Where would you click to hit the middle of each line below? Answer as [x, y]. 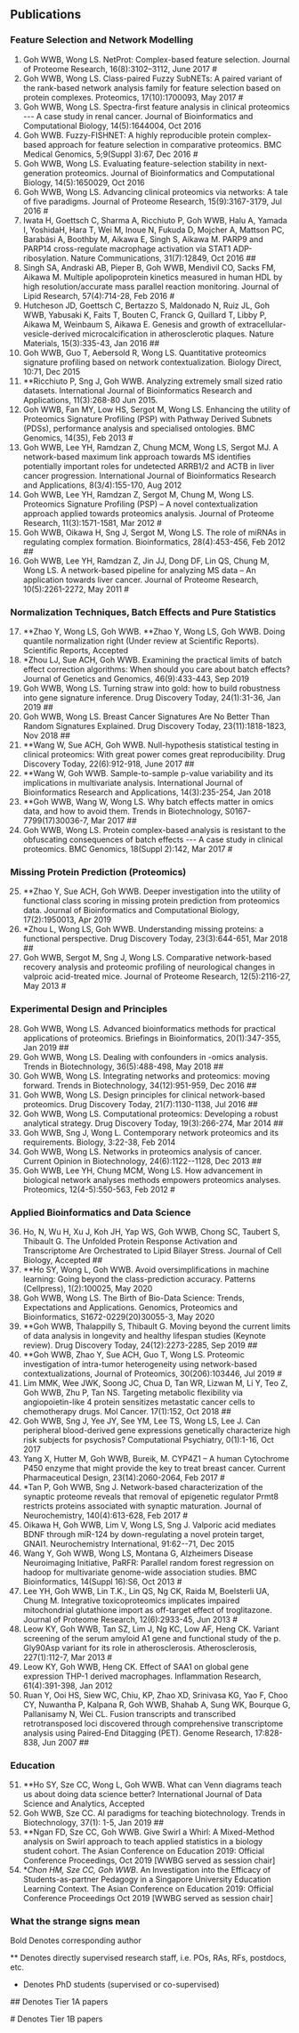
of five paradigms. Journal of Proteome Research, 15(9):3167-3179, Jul [153, 201]
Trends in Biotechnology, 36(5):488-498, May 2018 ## [123, 1066]
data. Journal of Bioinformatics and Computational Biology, [131, 911]
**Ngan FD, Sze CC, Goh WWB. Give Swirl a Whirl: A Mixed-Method [149, 1832]
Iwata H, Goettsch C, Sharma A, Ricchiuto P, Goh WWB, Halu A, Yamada [155, 220]
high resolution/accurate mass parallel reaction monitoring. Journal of [151, 286]
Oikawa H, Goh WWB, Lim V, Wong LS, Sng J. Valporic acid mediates [149, 1525]
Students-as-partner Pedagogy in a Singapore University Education [147, 1879]
